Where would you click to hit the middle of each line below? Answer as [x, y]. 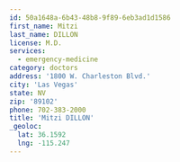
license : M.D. [36, 43]
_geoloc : [26, 127]
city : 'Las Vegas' [44, 85]
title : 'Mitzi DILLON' [52, 118]
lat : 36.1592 [42, 135]
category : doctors [44, 68]
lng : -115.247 [44, 143]
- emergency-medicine [58, 59]
